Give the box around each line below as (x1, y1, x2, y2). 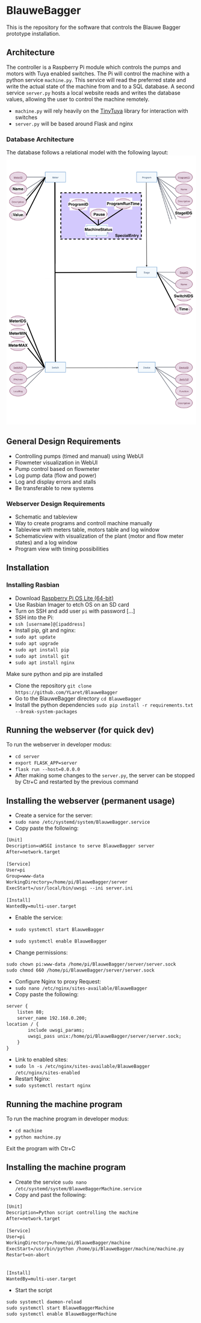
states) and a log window (14, 538, 78, 546)
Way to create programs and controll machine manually (14, 519, 152, 526)
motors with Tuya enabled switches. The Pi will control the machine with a (6, 70, 190, 77)
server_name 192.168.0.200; (17, 1015, 87, 1021)
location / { (6, 1021, 39, 1028)
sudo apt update (14, 634, 56, 640)
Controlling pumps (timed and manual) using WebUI (14, 452, 144, 459)
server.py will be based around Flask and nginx (14, 120, 134, 127)
